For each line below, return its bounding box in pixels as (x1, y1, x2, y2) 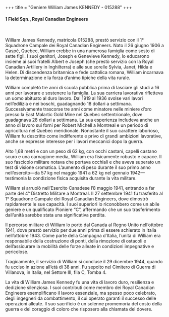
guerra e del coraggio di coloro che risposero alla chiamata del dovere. (5, 306, 153, 312)
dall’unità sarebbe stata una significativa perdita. (5, 212, 106, 218)
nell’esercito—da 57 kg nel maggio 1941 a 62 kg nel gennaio (5, 170, 130, 176)
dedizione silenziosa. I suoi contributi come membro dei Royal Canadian (5, 285, 155, 291)
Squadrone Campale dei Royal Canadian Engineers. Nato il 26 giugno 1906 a (5, 43, 164, 49)
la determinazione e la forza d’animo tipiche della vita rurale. (5, 75, 131, 81)
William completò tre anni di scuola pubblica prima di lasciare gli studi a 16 (5, 85, 160, 91)
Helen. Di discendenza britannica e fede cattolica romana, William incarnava (5, 69, 164, 76)
